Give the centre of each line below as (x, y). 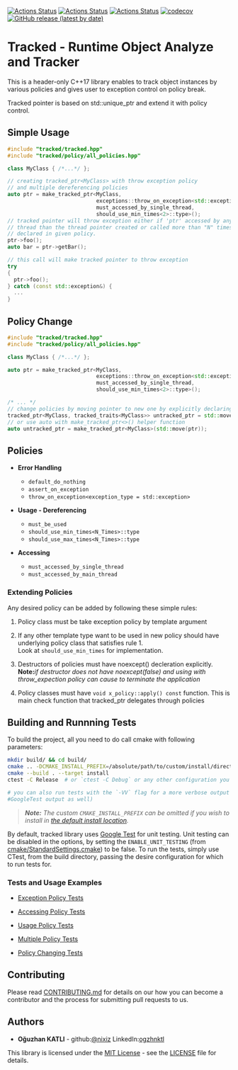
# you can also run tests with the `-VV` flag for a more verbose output (119, 792)
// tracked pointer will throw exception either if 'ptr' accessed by (114, 221)
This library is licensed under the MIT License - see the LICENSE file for (112, 1052)
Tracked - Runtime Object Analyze (110, 47)
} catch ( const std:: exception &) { (60, 286)
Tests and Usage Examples (55, 882)
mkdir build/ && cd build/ (47, 760)
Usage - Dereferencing (52, 511)
